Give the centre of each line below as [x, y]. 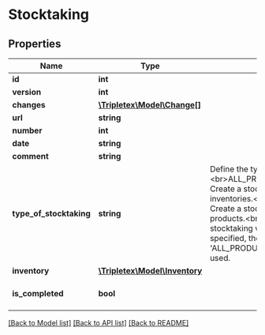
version [27, 92]
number [27, 130]
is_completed [38, 294]
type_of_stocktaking [51, 213]
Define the [229, 169]
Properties [35, 44]
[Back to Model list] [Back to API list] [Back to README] [99, 323]
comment [30, 156]
